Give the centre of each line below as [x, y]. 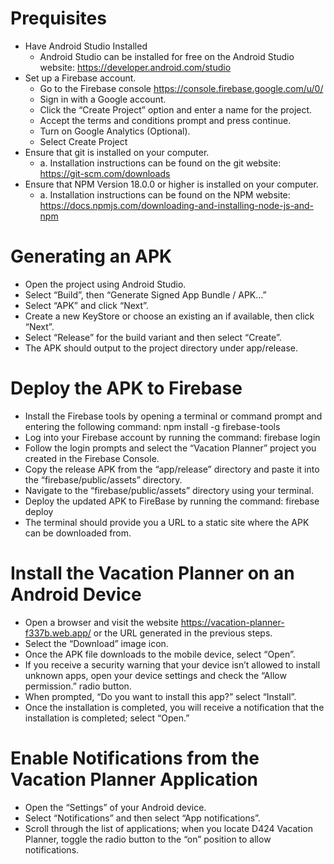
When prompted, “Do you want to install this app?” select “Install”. [160, 696]
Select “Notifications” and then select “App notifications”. [142, 818]
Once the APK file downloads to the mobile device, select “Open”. [160, 654]
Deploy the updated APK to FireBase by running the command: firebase [172, 501]
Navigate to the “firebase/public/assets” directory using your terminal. [169, 490]
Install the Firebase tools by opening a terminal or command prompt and [173, 416]
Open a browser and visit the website [101, 622]
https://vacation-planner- [232, 622]
